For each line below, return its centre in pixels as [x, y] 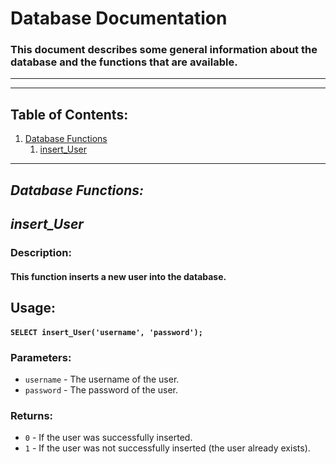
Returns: [32, 415]
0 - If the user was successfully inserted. [108, 438]
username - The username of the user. [102, 379]
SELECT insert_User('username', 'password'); [106, 332]
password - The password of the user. [101, 389]
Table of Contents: [69, 114]
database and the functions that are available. [124, 62]
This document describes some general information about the [164, 50]
